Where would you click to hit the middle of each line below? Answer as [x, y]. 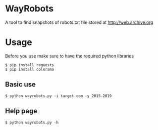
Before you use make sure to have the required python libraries [70, 56]
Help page [21, 111]
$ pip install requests [30, 65]
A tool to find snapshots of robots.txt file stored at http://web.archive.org [79, 22]
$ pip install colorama [30, 69]
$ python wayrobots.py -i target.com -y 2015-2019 [58, 96]
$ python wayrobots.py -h [32, 122]
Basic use [21, 85]
